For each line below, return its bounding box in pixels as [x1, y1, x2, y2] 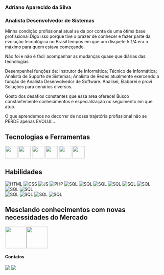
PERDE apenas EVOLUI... [5, 118, 55, 124]
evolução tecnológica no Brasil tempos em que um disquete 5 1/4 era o [5, 39, 148, 45]
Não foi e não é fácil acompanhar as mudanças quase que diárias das [5, 54, 146, 59]
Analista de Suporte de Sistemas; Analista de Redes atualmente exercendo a [5, 73, 159, 80]
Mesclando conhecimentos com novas [5, 206, 126, 214]
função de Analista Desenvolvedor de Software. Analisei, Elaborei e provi [5, 79, 153, 84]
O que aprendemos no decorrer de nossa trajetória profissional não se [5, 113, 147, 119]
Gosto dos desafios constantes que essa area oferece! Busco [5, 93, 129, 99]
